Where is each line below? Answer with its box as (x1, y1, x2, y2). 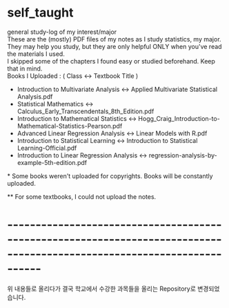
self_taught (7, 5, 74, 21)
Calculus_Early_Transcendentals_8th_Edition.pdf (17, 107, 155, 115)
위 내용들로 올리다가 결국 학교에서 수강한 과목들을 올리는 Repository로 (7, 285, 197, 293)
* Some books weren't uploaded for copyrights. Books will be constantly (7, 171, 213, 180)
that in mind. (7, 64, 43, 73)
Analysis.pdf (17, 92, 53, 101)
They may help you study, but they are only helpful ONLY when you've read (7, 42, 222, 50)
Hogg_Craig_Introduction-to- (137, 114, 221, 122)
